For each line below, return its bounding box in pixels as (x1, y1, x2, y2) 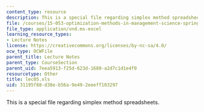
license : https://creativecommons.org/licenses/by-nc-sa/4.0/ (6, 43, 167, 49)
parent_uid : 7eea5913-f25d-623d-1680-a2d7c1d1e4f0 (6, 65, 137, 71)
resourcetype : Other (6, 71, 59, 77)
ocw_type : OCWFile (6, 48, 53, 54)
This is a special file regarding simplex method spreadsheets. (6, 99, 160, 106)
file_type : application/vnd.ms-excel (6, 25, 102, 32)
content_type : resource (6, 8, 67, 15)
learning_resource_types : (6, 31, 72, 38)
